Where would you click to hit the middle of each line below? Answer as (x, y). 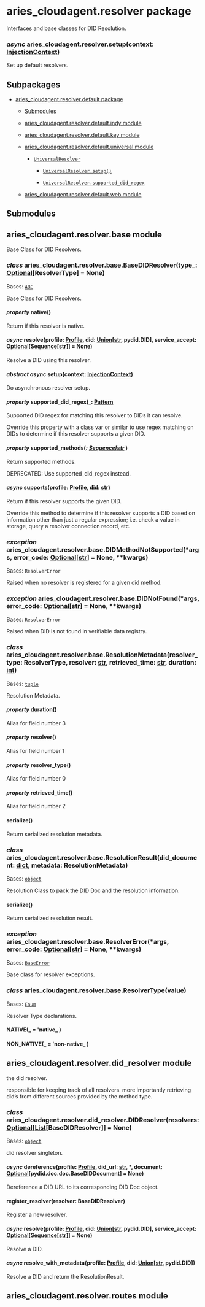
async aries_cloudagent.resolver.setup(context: (80, 44)
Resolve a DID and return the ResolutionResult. (65, 1276)
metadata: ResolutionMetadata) (79, 865)
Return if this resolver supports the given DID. (64, 501)
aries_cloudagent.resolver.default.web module (83, 195)
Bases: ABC (20, 286)
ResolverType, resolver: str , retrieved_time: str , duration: (110, 663)
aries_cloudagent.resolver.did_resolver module (99, 1063)
